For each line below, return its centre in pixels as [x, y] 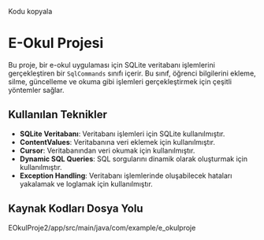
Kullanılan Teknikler [58, 114]
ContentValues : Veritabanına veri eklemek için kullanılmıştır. [117, 142]
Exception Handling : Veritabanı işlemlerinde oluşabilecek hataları [126, 175]
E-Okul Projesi [56, 43]
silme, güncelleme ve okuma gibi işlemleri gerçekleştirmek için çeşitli [120, 81]
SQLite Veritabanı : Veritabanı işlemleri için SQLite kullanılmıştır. [122, 134]
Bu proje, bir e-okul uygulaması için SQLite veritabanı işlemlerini [112, 65]
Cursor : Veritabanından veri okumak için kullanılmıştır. [107, 150]
